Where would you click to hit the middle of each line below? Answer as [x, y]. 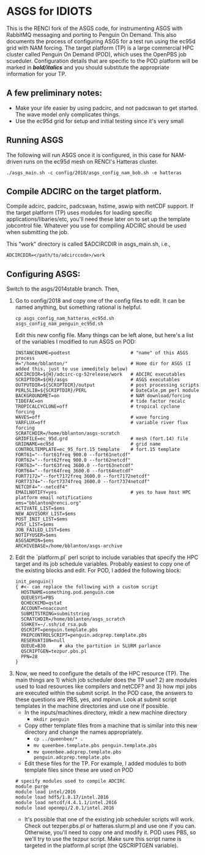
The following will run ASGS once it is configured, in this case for [88, 155]
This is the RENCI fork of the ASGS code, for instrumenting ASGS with [95, 28]
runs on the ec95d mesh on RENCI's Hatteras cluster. [91, 161]
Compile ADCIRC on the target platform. [84, 191]
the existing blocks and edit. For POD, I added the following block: [98, 571]
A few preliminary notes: [54, 93]
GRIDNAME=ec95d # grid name [88, 444]
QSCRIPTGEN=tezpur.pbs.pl [54, 652]
